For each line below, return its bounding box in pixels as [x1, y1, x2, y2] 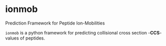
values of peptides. [5, 35, 45, 41]
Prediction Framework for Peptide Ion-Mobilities [5, 20, 105, 26]
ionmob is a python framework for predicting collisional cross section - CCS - [5, 29, 162, 35]
